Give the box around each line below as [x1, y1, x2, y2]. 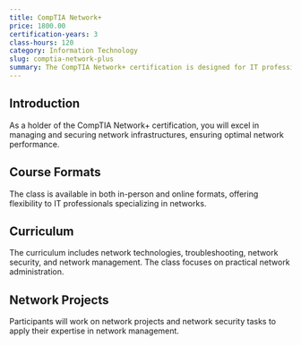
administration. [9, 266, 64, 277]
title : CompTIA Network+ [9, 13, 102, 22]
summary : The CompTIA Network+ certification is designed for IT [9, 63, 258, 72]
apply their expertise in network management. [9, 325, 179, 336]
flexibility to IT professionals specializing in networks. [9, 198, 207, 208]
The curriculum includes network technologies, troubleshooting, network [9, 248, 279, 258]
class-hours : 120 [9, 38, 74, 47]
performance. [9, 139, 60, 149]
